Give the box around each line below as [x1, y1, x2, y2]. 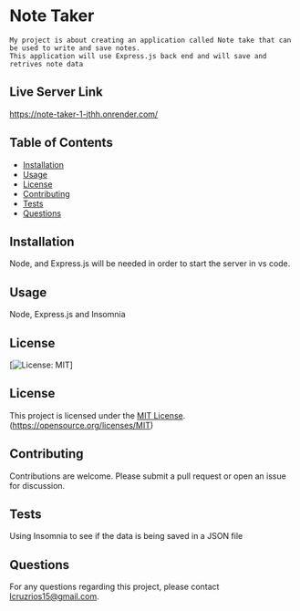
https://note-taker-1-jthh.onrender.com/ [9, 109, 159, 119]
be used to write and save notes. [9, 43, 141, 53]
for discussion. [9, 480, 66, 491]
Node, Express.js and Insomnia [9, 309, 126, 320]
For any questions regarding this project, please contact [9, 581, 220, 593]
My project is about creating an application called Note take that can [9, 36, 292, 45]
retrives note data [9, 59, 84, 68]
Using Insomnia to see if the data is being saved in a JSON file [9, 531, 243, 542]
